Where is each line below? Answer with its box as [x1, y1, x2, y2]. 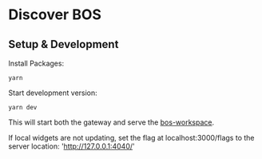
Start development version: [8, 88, 97, 97]
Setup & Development [8, 38, 119, 51]
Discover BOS [8, 6, 102, 24]
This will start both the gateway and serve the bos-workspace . [8, 117, 215, 127]
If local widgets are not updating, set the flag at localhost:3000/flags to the [8, 133, 255, 142]
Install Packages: [8, 58, 65, 68]
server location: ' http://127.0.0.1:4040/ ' [8, 141, 135, 151]
